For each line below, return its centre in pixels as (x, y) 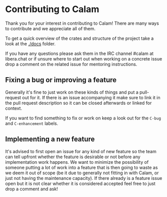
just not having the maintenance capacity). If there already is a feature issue (84, 178)
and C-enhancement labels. (32, 123)
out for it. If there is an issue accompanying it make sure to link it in (91, 97)
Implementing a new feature (50, 139)
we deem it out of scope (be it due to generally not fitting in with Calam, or (82, 173)
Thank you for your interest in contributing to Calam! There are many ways (82, 23)
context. (14, 108)
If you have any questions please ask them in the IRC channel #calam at (79, 53)
